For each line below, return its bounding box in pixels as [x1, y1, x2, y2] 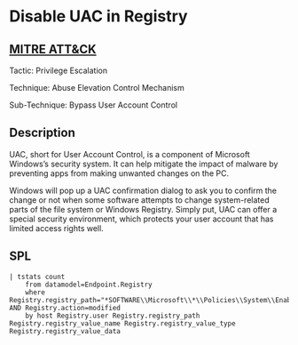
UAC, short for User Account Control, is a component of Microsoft [9, 148, 250, 159]
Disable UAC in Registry [9, 6, 188, 27]
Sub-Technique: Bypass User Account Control [9, 100, 178, 110]
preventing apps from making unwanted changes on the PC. [9, 167, 229, 179]
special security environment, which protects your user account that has [9, 213, 274, 224]
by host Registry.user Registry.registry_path [25, 311, 200, 320]
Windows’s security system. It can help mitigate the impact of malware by [9, 158, 278, 169]
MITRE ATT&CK [9, 42, 97, 57]
